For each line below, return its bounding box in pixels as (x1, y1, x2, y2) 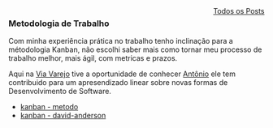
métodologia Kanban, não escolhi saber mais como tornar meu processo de (8, 45, 262, 54)
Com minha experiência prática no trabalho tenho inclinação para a (8, 36, 233, 46)
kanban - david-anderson (19, 111, 106, 121)
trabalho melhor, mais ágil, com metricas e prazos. (8, 53, 178, 63)
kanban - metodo (19, 102, 79, 112)
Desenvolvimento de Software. (8, 87, 112, 96)
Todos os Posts (213, 6, 265, 15)
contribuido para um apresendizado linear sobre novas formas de (8, 78, 228, 87)
